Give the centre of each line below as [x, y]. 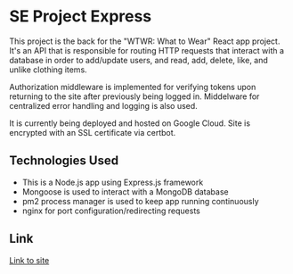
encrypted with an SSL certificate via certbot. [93, 132]
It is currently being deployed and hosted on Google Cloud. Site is [130, 123]
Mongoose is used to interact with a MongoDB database [125, 191]
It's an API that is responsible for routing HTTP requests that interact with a [147, 50]
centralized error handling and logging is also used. [103, 105]
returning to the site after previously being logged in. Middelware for [134, 96]
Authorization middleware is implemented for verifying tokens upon [133, 87]
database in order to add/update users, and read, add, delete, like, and [139, 60]
